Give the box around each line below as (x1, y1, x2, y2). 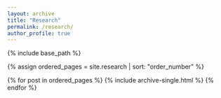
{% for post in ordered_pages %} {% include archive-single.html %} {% (7, 76, 215, 85)
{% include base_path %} (7, 49, 81, 57)
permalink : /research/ (7, 23, 74, 30)
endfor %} (7, 83, 37, 92)
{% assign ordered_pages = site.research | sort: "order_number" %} (7, 62, 205, 71)
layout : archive (7, 10, 55, 17)
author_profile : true (7, 29, 71, 37)
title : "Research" (7, 17, 61, 24)
